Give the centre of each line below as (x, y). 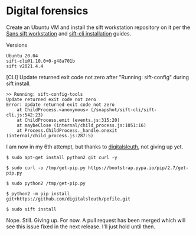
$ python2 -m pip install (38, 193)
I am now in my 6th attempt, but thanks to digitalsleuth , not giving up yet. (95, 147)
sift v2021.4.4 (25, 66)
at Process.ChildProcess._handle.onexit (67, 130)
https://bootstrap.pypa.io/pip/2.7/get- (138, 168)
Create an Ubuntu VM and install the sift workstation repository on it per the (98, 27)
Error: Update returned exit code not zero (61, 105)
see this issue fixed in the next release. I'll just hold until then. (81, 227)
